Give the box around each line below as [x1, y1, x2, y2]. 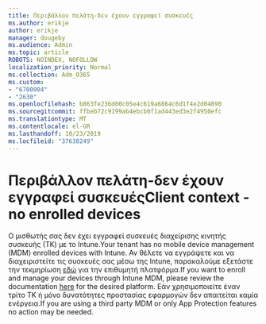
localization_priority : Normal [8, 64, 112, 71]
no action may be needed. [8, 307, 94, 317]
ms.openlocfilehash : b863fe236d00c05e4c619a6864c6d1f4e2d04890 [8, 100, 222, 108]
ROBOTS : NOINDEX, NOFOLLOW [8, 56, 98, 64]
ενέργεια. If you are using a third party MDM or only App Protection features [8, 299, 257, 308]
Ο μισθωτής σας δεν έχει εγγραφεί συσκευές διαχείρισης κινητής [8, 231, 226, 241]
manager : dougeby [8, 33, 66, 42]
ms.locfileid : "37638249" [8, 137, 94, 145]
